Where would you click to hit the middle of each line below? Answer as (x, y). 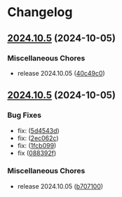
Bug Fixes (25, 115)
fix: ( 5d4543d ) (38, 130)
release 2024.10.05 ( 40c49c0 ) (61, 73)
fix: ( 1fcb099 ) (37, 145)
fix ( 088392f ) (37, 153)
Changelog (40, 12)
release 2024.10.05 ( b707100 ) (60, 186)
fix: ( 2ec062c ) (38, 138)
